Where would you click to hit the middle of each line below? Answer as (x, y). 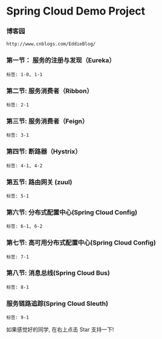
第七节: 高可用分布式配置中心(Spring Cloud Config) (81, 243)
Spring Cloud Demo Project (76, 11)
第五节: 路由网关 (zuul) (39, 182)
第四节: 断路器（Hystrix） (44, 151)
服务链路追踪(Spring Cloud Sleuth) (57, 303)
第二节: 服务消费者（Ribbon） (50, 91)
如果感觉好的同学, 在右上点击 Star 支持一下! (60, 330)
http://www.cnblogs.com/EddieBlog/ (51, 44)
